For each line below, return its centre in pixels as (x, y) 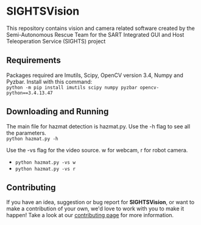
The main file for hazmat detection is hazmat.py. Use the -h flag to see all (98, 126)
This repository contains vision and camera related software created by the (100, 28)
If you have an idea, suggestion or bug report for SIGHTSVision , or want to (100, 202)
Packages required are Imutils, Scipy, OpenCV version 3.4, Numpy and (95, 75)
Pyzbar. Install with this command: (49, 81)
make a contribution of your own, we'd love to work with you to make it (95, 208)
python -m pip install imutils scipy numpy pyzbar (72, 87)
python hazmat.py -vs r (45, 169)
